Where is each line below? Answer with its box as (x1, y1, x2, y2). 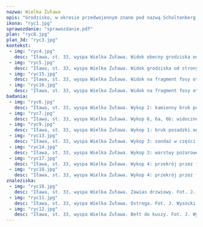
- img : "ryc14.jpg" (8, 143, 59, 150)
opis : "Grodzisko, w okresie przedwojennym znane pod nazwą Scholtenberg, (6, 15, 199, 21)
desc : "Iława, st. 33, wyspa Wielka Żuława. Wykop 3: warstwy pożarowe (14, 150, 199, 156)
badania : (6, 93, 28, 99)
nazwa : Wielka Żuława (6, 8, 61, 15)
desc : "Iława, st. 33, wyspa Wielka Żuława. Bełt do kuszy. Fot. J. (14, 211, 190, 218)
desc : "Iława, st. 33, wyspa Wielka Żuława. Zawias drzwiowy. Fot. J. (14, 189, 196, 195)
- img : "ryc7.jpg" (8, 110, 56, 116)
